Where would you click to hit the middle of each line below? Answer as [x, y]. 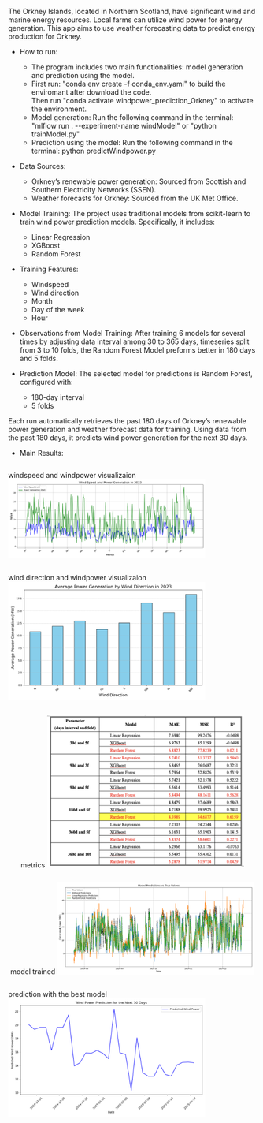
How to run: [39, 52]
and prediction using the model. [83, 75]
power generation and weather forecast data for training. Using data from [127, 429]
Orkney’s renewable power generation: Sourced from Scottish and [139, 181]
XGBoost [46, 245]
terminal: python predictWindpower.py [93, 151]
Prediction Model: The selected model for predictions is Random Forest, [136, 373]
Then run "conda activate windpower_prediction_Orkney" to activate [142, 101]
